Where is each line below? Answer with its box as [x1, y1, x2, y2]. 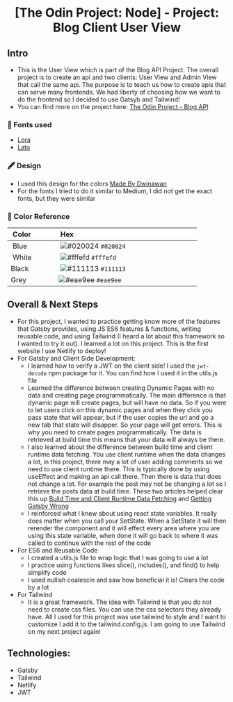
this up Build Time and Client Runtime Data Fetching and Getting [27, 494, 212, 503]
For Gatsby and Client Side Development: [17, 354, 136, 362]
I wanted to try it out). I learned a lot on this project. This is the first [17, 339, 209, 348]
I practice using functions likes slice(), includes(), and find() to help [27, 561, 220, 569]
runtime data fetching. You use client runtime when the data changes [27, 450, 226, 458]
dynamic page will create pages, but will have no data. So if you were [27, 398, 227, 407]
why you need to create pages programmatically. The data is [27, 427, 202, 436]
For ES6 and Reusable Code [17, 546, 98, 554]
